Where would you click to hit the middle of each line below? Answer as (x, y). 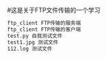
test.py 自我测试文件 (35, 36)
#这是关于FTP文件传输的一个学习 (54, 10)
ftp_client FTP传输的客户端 (44, 29)
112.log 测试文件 (30, 49)
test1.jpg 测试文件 (33, 42)
